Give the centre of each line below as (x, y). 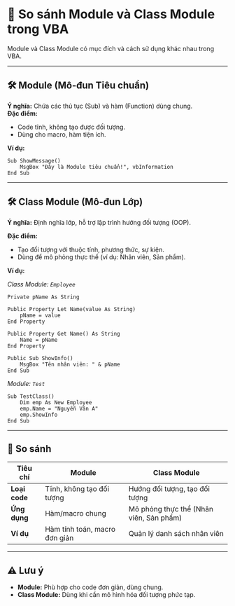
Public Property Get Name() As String (64, 333)
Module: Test (26, 383)
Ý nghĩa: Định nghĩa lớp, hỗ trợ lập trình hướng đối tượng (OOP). (99, 222)
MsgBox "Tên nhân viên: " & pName (70, 364)
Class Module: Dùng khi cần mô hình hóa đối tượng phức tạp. (106, 595)
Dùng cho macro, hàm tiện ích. (62, 134)
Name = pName (39, 340)
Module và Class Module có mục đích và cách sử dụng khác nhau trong (111, 48)
